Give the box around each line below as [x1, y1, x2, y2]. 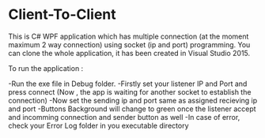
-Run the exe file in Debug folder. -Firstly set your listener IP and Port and [8, 79, 248, 88]
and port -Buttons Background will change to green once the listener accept [8, 104, 256, 114]
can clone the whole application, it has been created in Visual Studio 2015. [8, 48, 251, 58]
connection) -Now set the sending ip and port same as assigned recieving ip [8, 95, 258, 105]
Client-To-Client [8, 6, 116, 24]
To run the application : [8, 63, 84, 73]
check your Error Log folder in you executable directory [8, 121, 189, 130]
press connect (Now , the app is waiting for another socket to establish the [8, 87, 252, 96]
